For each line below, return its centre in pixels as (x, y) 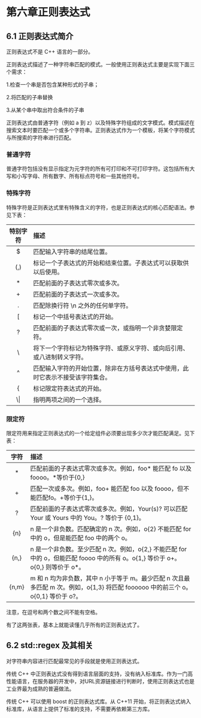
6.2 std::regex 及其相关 (50, 645)
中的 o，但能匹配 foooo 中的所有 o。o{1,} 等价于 (98, 558)
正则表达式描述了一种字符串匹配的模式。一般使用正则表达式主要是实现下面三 (100, 64)
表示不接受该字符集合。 (78, 377)
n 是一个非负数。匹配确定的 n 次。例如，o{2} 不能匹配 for (111, 528)
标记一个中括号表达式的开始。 (75, 316)
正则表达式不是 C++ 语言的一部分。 (50, 52)
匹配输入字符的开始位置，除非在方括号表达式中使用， (108, 368)
